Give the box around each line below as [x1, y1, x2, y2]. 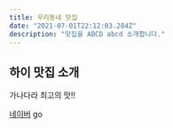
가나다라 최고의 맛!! [9, 90, 75, 100]
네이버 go [9, 108, 43, 120]
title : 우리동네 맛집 [9, 12, 78, 22]
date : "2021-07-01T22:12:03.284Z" [9, 21, 138, 30]
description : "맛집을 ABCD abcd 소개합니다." [9, 29, 166, 38]
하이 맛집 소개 [9, 64, 80, 80]
